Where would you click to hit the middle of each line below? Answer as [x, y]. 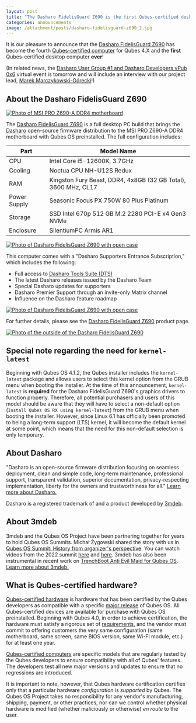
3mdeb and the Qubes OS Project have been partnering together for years [95, 536]
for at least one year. [31, 643]
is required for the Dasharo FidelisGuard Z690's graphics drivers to [104, 391]
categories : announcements [39, 22]
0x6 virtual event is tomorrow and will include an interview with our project [96, 74]
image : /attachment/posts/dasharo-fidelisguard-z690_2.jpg [79, 28]
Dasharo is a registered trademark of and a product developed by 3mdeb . [94, 503]
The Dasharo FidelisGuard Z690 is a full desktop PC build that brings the [93, 124]
